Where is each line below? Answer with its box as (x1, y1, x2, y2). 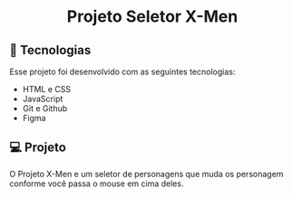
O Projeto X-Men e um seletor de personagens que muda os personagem (9, 168, 284, 179)
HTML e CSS (22, 84, 72, 94)
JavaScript (22, 93, 63, 104)
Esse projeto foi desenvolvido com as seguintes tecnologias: (9, 66, 236, 77)
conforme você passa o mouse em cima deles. (9, 178, 184, 189)
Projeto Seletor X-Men (66, 6, 238, 27)
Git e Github (22, 103, 68, 114)
